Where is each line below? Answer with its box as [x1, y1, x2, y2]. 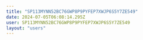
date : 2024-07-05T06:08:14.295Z [6, 14, 85, 20]
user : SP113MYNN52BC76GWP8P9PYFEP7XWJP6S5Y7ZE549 [6, 19, 131, 25]
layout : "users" [6, 25, 46, 31]
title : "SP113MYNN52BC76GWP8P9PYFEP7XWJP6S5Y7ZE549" [6, 8, 138, 15]
